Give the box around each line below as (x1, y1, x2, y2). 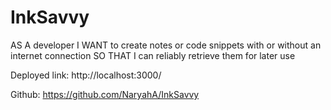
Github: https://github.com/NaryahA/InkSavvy (10, 88, 200, 100)
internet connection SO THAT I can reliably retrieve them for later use (10, 49, 296, 61)
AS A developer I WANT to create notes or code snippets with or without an (10, 39, 322, 51)
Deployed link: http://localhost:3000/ (10, 69, 162, 81)
